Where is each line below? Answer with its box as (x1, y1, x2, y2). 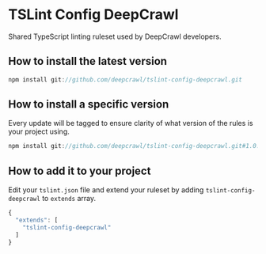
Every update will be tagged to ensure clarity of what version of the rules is (8, 119, 253, 128)
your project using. (8, 127, 70, 136)
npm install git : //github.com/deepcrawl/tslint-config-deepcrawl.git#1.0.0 (8, 142, 264, 150)
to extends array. (42, 194, 97, 203)
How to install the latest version (8, 55, 168, 68)
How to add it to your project (8, 164, 151, 177)
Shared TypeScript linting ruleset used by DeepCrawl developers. (8, 32, 222, 41)
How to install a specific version (8, 97, 169, 112)
